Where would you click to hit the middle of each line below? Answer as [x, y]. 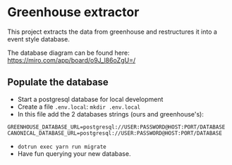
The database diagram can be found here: [68, 53]
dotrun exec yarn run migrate [62, 147]
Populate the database [58, 82]
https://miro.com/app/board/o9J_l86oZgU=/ [72, 60]
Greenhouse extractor [73, 12]
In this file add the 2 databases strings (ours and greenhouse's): [111, 114]
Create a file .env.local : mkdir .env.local [79, 107]
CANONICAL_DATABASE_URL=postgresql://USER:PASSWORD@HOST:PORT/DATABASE [115, 133]
